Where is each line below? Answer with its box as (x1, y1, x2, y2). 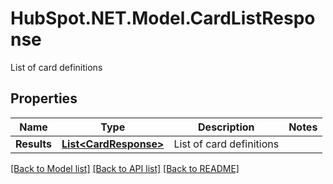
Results (15, 137, 53, 151)
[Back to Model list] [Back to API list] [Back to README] (10, 162, 240, 174)
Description (198, 120, 255, 134)
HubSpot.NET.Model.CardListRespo (10, 7, 316, 30)
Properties (10, 90, 78, 107)
